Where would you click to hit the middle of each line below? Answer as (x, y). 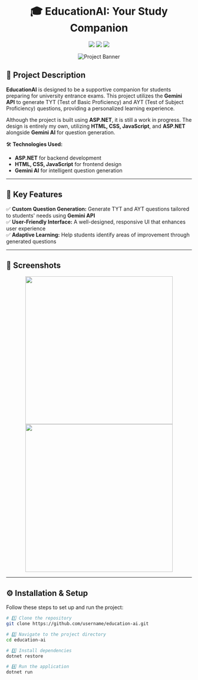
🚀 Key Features (34, 195)
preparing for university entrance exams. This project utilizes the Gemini (94, 96)
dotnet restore (25, 656)
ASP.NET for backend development (58, 158)
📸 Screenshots (34, 265)
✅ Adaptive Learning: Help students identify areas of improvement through (98, 235)
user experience (26, 228)
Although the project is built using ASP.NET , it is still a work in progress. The (99, 119)
